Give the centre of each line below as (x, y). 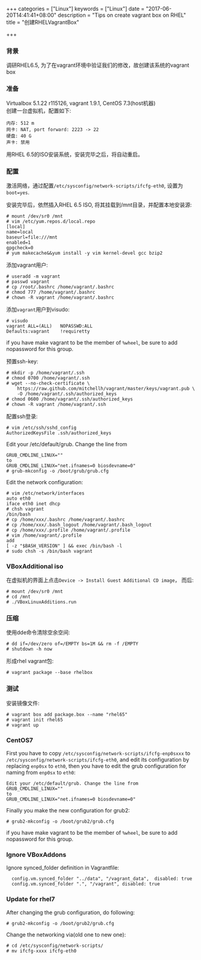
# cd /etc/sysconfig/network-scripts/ (55, 946)
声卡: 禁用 (18, 142)
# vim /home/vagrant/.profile (44, 535)
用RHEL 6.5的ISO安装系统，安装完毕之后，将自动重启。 (75, 154)
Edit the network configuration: (45, 482)
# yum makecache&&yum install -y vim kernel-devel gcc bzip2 (85, 253)
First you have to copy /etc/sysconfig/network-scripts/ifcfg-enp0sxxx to (98, 753)
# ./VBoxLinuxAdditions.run (42, 602)
